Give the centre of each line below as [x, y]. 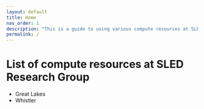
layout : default [27, 12]
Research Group [48, 77]
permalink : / [23, 35]
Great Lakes [30, 94]
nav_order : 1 [23, 23]
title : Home [21, 18]
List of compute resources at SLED [95, 64]
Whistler [25, 101]
